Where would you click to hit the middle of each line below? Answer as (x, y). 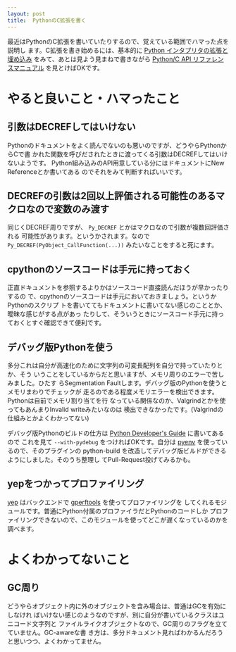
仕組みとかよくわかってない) (48, 418)
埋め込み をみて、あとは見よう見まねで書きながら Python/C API (99, 59)
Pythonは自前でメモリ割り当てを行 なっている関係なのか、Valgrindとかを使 (117, 400)
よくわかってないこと (69, 559)
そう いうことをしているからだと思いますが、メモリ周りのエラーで (116, 374)
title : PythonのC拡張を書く (47, 20)
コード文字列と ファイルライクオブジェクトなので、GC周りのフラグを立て (120, 623)
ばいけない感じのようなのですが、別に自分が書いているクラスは (126, 615)
